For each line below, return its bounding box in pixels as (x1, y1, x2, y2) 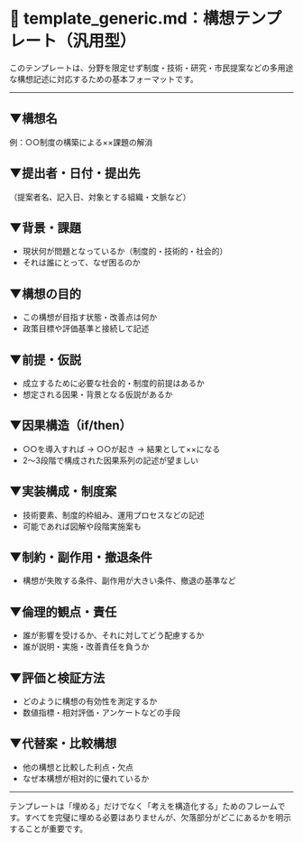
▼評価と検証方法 (9, 670, 106, 686)
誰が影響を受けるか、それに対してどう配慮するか (22, 630, 205, 641)
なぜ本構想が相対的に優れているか (22, 773, 150, 783)
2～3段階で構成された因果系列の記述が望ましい (22, 455, 198, 466)
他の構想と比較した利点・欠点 (22, 762, 133, 773)
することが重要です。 (9, 823, 88, 834)
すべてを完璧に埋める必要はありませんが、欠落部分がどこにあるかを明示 (23, 811, 291, 822)
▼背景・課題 (9, 220, 81, 236)
